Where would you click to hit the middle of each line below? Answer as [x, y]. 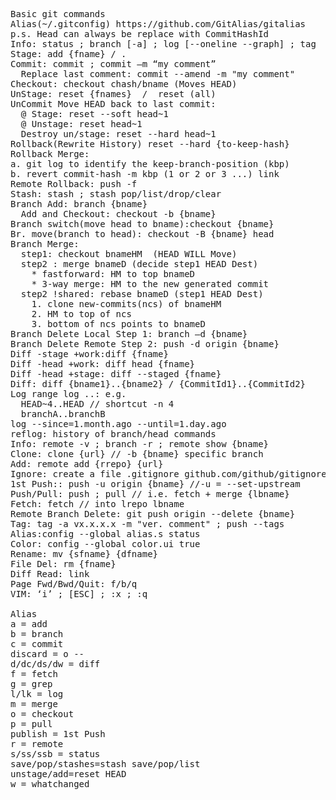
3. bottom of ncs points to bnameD [118, 324]
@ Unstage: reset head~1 [81, 124]
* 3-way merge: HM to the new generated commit [150, 284]
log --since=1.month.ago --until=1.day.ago [118, 424]
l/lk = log [37, 694]
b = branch [37, 634]
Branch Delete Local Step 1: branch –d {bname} [129, 334]
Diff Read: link [50, 574]
